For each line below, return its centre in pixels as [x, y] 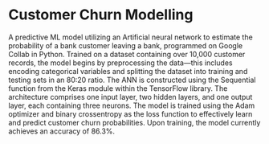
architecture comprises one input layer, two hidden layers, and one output [130, 97]
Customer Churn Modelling [101, 15]
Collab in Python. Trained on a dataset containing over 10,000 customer [127, 54]
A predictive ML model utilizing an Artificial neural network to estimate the [130, 37]
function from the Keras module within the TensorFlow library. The [118, 88]
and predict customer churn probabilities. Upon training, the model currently [134, 122]
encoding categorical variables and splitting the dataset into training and [128, 71]
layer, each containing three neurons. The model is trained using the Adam [132, 105]
